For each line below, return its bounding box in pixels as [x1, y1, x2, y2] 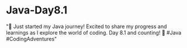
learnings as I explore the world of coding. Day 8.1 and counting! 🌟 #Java [6, 29, 182, 36]
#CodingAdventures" [6, 35, 57, 42]
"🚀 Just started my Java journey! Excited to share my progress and [6, 23, 167, 30]
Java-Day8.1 [6, 4, 68, 17]
